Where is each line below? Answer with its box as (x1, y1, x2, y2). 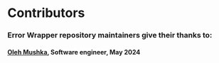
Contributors (7, 5, 85, 21)
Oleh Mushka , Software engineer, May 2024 (7, 47, 141, 56)
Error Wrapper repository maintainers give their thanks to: (7, 30, 213, 40)
